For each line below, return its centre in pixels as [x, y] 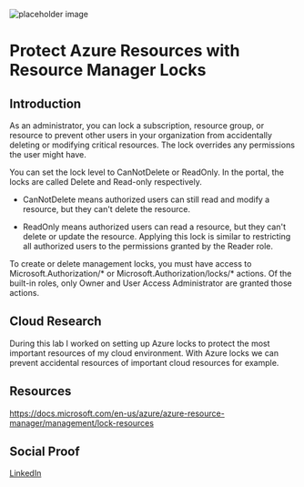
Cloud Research [56, 322]
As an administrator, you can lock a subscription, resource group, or [137, 126]
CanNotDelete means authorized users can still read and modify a [146, 199]
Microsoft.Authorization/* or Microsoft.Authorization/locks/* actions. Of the [151, 274]
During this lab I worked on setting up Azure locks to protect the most [140, 343]
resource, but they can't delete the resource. [106, 209]
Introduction [46, 103]
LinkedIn [25, 473]
